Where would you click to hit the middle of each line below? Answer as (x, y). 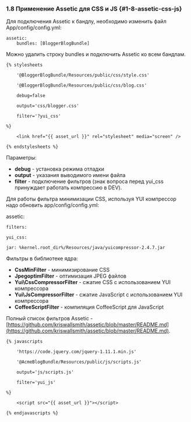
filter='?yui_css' (39, 116)
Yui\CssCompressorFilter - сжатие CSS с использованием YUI (92, 282)
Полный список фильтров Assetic (47, 319)
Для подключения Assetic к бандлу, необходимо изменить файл (86, 22)
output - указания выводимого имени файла (70, 175)
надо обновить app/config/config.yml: (53, 205)
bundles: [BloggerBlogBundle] (53, 44)
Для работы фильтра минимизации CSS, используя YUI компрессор (91, 199)
